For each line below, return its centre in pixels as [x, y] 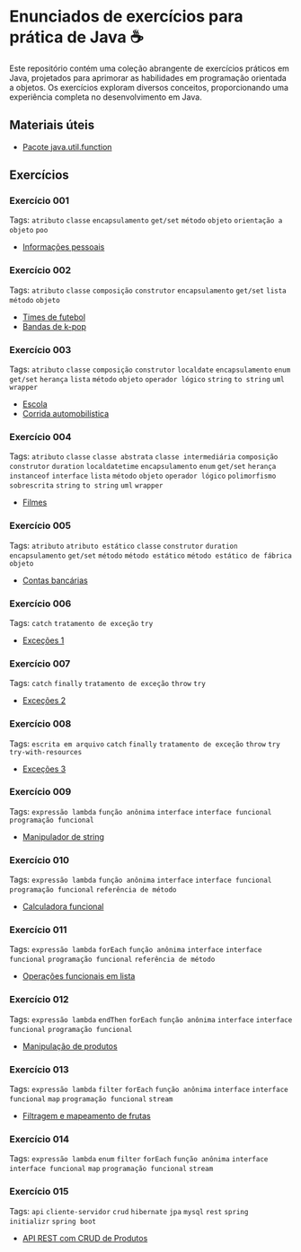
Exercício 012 [39, 1000]
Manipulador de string [63, 836]
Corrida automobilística [66, 414]
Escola [35, 404]
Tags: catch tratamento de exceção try [81, 622]
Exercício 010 [40, 860]
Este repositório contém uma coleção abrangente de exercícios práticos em [150, 68]
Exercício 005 [40, 525]
